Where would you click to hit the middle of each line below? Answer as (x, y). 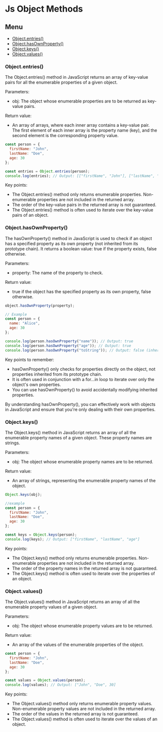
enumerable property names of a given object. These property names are (79, 437)
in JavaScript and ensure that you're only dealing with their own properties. (80, 409)
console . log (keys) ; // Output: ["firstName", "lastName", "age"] (72, 539)
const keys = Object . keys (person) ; (41, 535)
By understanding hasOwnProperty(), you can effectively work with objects (80, 404)
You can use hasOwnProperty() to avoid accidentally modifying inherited (85, 389)
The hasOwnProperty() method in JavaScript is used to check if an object (79, 238)
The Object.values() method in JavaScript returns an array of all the (73, 602)
